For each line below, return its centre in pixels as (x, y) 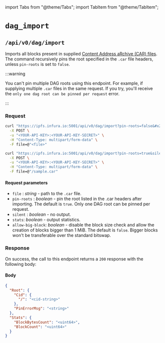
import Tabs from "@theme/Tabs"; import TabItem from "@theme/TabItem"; (82, 7)
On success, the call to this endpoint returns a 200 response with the (74, 259)
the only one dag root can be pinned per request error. (62, 94)
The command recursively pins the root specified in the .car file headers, (79, 59)
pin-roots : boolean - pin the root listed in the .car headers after (77, 199)
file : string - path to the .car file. (47, 194)
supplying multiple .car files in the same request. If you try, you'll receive (79, 88)
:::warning (15, 74)
